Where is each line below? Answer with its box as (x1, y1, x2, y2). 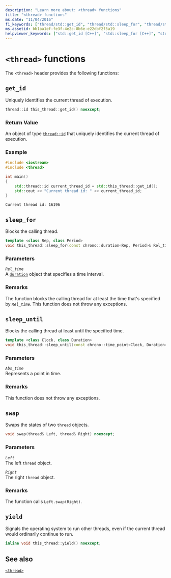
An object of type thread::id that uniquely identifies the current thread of (5, 130, 160, 137)
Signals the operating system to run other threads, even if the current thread (5, 526, 165, 532)
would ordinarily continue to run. (5, 531, 74, 537)
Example (5, 148, 27, 155)
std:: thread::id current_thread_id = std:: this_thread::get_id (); (14, 183, 158, 189)
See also (5, 555, 33, 564)
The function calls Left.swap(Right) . (5, 498, 82, 505)
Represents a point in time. (5, 371, 62, 377)
